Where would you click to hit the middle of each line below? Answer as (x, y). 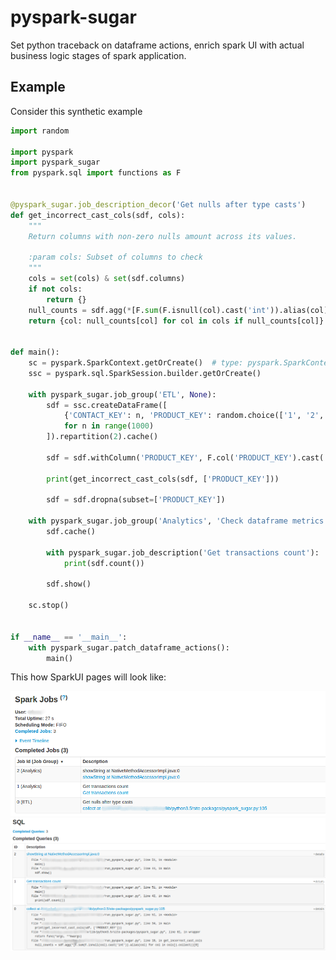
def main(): (35, 352)
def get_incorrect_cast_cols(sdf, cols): (98, 215)
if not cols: (55, 289)
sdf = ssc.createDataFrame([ (107, 405)
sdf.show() (69, 584)
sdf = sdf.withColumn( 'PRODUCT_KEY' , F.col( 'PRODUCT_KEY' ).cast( (185, 457)
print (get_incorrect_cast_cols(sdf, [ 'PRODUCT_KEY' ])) (163, 479)
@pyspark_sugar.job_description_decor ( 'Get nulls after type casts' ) (158, 204)
